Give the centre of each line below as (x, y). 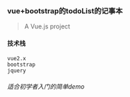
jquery (17, 71)
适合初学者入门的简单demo (46, 87)
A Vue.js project (47, 26)
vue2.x (17, 58)
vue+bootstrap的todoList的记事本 (65, 10)
